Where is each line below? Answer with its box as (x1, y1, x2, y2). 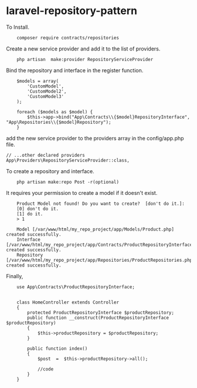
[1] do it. (16, 211, 43, 217)
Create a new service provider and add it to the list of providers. (6, 45, 161, 52)
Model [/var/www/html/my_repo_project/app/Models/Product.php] (16, 226, 175, 232)
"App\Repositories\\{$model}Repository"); (6, 119, 111, 125)
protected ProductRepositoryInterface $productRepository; (27, 309, 175, 315)
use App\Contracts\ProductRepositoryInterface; (16, 284, 135, 290)
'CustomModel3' (27, 93, 64, 99)
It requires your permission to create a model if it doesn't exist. (6, 189, 158, 196)
